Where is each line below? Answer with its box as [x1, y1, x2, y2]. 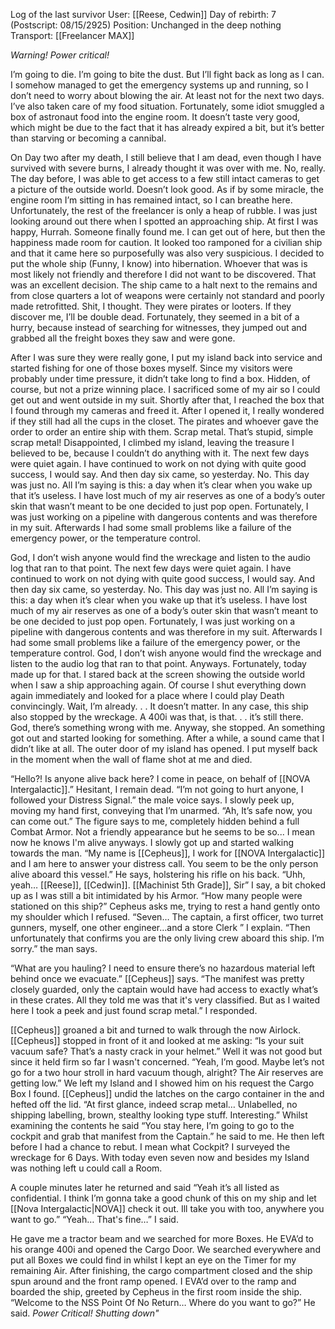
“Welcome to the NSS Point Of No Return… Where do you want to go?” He [10, 1297, 316, 1308]
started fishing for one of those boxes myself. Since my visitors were [10, 362, 293, 374]
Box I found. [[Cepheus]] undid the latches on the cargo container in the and [10, 1088, 325, 1099]
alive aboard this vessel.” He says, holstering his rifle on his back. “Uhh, [10, 869, 306, 880]
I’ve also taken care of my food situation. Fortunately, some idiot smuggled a [10, 100, 325, 112]
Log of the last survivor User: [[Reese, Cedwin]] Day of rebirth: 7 [10, 9, 277, 20]
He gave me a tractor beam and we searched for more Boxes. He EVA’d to [10, 1233, 315, 1244]
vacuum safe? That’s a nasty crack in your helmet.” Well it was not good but [10, 1045, 323, 1057]
